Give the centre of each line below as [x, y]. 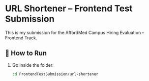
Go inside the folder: [33, 65]
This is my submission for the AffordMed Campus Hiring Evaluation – [75, 32]
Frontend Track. [21, 38]
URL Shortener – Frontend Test [69, 9]
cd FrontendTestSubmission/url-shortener [55, 74]
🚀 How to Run [26, 53]
